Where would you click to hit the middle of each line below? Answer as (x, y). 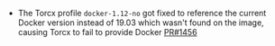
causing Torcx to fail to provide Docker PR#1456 (107, 32)
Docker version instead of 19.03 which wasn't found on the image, (141, 23)
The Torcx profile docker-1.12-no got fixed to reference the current (142, 13)
